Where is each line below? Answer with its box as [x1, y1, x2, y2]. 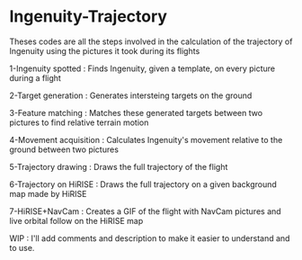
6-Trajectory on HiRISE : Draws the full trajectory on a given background [9, 178, 277, 190]
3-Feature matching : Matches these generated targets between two [9, 107, 263, 118]
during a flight [9, 72, 61, 83]
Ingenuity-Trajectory [9, 6, 168, 27]
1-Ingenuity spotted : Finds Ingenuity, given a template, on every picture [9, 63, 276, 74]
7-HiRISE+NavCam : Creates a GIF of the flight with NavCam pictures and [9, 205, 281, 217]
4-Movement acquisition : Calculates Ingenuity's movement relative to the [9, 134, 283, 145]
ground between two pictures [9, 144, 120, 155]
